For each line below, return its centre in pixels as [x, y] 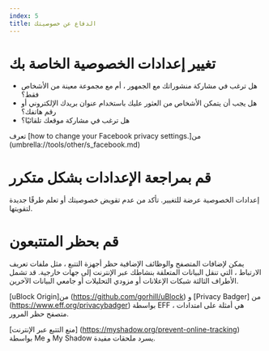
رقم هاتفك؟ [38, 112]
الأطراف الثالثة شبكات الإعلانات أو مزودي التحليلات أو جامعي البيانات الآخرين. [124, 281]
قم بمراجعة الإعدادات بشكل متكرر [110, 177]
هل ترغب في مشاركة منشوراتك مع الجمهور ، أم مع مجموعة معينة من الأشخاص [139, 86]
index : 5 [24, 16]
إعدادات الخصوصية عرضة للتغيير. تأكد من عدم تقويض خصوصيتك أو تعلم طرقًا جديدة [134, 200]
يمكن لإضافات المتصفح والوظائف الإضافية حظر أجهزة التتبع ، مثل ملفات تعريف [127, 263]
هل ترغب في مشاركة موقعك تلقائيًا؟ [75, 120]
